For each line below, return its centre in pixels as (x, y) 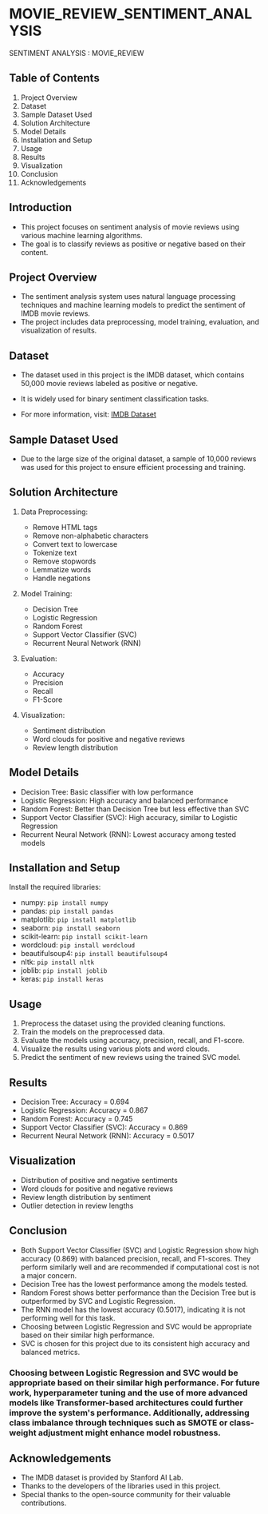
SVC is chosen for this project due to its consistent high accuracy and (135, 1343)
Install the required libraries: (55, 887)
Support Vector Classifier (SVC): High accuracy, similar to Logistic (129, 817)
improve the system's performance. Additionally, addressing (129, 1412)
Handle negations (61, 578)
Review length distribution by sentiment (85, 1197)
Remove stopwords (64, 561)
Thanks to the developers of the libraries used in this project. (121, 1486)
